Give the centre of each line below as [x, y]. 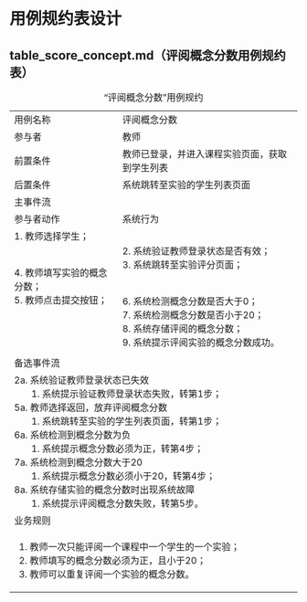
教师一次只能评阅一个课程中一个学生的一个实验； [135, 547]
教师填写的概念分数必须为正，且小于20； [118, 560]
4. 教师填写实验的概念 [61, 273]
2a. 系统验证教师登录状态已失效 [81, 380]
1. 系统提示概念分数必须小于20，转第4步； [124, 476]
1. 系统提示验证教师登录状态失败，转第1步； [127, 394]
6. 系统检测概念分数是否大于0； [190, 301]
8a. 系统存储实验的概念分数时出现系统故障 [104, 490]
